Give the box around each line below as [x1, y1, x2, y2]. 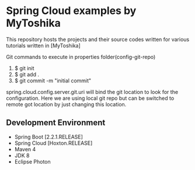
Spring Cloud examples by [6, 4, 137, 18]
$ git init [14, 64, 34, 71]
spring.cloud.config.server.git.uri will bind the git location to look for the [6, 88, 179, 95]
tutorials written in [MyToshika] [6, 42, 81, 49]
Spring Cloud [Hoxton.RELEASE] [14, 139, 93, 147]
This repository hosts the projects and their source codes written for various [6, 36, 190, 43]
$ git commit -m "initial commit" [14, 77, 92, 84]
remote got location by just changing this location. [6, 100, 127, 107]
